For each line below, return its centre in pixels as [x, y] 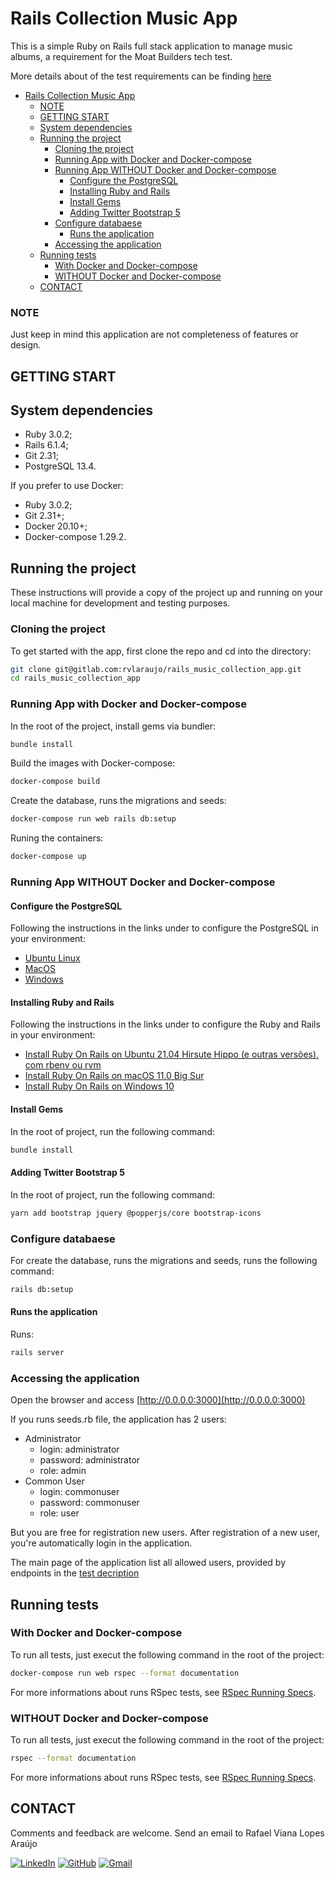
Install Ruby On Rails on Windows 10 [99, 1086]
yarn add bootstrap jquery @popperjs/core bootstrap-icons [136, 1213]
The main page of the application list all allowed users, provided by [148, 1563]
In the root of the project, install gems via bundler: [113, 726]
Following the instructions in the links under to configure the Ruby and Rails [165, 1024]
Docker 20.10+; [56, 526]
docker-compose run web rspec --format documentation [125, 1673]
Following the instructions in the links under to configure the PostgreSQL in [164, 928]
